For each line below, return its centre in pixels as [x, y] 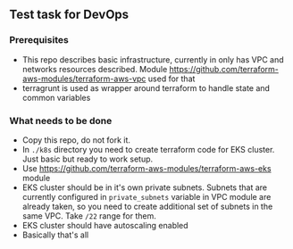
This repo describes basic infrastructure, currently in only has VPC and [153, 59]
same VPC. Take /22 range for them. [89, 216]
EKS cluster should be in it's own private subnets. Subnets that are [145, 187]
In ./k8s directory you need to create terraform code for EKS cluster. [148, 149]
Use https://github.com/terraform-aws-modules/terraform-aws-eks [146, 168]
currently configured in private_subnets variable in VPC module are [146, 196]
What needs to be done [61, 120]
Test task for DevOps [69, 15]
